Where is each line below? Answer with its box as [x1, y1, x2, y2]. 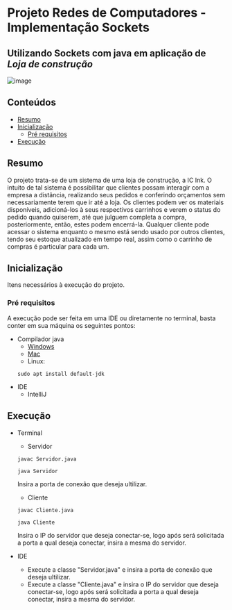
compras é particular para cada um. [7, 242, 109, 251]
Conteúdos [7, 97, 57, 108]
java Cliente [17, 519, 55, 526]
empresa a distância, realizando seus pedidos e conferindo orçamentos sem [7, 190, 226, 199]
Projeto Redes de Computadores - [7, 5, 206, 21]
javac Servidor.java [17, 455, 77, 463]
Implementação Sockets [7, 19, 150, 35]
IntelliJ [27, 390, 47, 398]
